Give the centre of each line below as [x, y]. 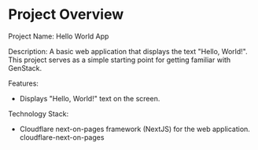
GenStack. [25, 68]
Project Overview [66, 15]
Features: [24, 83]
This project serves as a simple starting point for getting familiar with [120, 60]
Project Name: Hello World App [59, 36]
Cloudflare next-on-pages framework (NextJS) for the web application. [135, 129]
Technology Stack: [39, 113]
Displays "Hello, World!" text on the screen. [90, 98]
